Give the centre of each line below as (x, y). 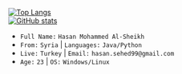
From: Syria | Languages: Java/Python (81, 45)
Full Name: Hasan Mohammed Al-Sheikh (82, 37)
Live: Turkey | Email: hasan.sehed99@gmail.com (97, 53)
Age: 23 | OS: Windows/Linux (65, 61)
